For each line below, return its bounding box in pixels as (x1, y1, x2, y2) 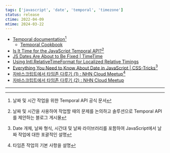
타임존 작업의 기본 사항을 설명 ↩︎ (12, 142, 76, 148)
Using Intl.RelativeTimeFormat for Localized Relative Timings (12, 59, 139, 65)
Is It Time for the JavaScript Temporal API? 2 (12, 46, 105, 54)
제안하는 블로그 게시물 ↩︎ (18, 114, 67, 120)
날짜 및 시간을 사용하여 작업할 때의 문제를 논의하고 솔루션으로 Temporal (12, 108, 154, 114)
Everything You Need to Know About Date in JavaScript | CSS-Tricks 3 (12, 64, 158, 71)
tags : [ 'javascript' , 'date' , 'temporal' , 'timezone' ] (5, 7, 123, 13)
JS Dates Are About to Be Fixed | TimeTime (12, 53, 103, 59)
